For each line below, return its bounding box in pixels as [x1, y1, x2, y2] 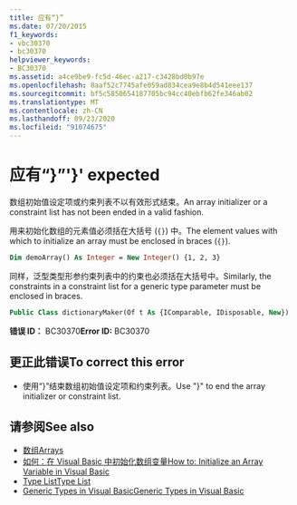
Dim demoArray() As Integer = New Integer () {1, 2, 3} [9, 253, 221, 262]
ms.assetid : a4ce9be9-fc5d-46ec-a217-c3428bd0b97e [9, 73, 205, 82]
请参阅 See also [9, 419, 95, 434]
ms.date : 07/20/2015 [9, 22, 88, 31]
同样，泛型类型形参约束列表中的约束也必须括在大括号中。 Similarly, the [9, 270, 272, 281]
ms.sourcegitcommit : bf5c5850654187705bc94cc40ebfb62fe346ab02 [9, 89, 254, 98]
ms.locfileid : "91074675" [9, 123, 107, 132]
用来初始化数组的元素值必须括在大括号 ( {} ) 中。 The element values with [9, 225, 278, 236]
